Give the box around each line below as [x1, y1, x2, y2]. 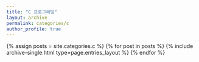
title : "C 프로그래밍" [6, 9, 58, 15]
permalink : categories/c [6, 20, 69, 26]
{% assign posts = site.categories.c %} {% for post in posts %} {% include [6, 43, 194, 50]
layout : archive [6, 15, 47, 21]
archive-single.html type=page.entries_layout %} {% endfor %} [6, 49, 166, 57]
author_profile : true [6, 26, 61, 32]
